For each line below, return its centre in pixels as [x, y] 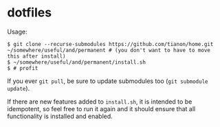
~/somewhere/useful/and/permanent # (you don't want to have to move [109, 50]
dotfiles [30, 13]
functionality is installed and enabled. [60, 116]
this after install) [37, 56]
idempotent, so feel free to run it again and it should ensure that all [101, 108]
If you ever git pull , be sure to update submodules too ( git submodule [108, 81]
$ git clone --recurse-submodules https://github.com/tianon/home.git [110, 44]
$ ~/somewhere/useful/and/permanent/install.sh [77, 62]
